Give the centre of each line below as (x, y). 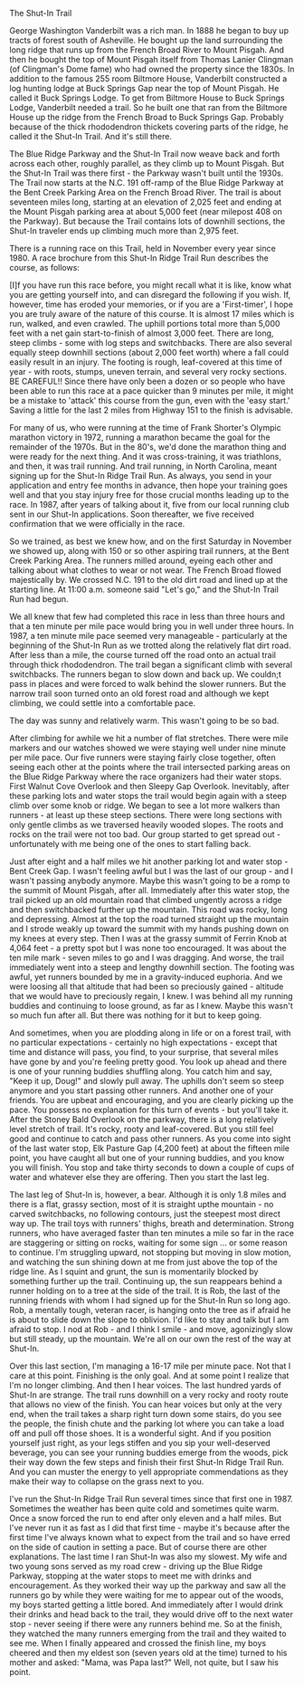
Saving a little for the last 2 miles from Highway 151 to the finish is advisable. (151, 410)
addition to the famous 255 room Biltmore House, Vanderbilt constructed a (148, 79)
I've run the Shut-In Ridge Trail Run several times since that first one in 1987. (151, 1499)
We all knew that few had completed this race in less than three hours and (147, 616)
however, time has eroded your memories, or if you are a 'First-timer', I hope (152, 304)
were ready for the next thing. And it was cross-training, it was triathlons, (146, 457)
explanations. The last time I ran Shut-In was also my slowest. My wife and (148, 1557)
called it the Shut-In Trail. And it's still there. (90, 136)
